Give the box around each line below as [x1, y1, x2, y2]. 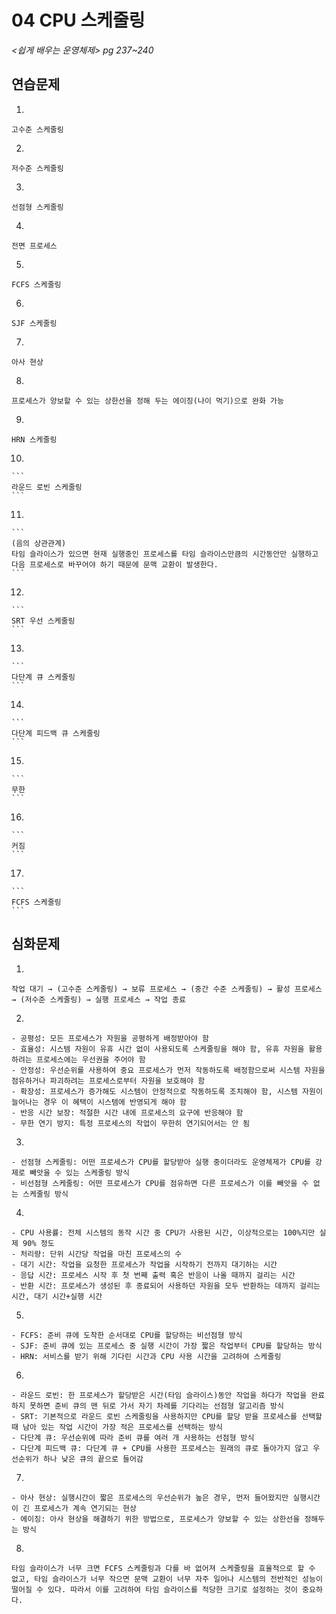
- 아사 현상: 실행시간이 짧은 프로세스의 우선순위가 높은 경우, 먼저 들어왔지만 [11, 1492, 289, 1503]
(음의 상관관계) [11, 538, 67, 548]
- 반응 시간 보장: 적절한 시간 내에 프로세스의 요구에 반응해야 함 [11, 1107, 244, 1118]
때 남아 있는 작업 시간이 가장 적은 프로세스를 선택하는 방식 [11, 1422, 223, 1432]
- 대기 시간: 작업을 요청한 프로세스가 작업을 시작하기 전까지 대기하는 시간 [11, 1259, 278, 1270]
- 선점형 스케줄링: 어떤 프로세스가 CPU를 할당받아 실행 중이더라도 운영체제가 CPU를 [11, 1157, 311, 1167]
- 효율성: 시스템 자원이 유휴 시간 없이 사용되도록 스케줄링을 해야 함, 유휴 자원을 [11, 1044, 305, 1054]
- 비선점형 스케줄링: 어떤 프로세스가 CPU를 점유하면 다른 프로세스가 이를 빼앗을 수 [11, 1178, 309, 1188]
